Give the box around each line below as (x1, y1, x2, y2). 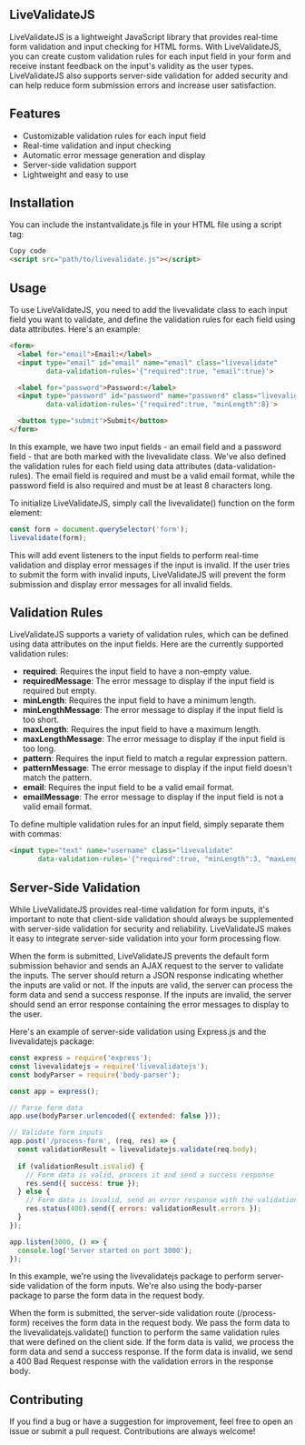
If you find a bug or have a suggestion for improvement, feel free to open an (9, 1416, 293, 1427)
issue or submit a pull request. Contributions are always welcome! (9, 1426, 256, 1437)
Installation (9, 196, 74, 211)
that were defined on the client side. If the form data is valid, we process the (9, 1337, 295, 1348)
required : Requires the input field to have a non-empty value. (22, 666, 252, 677)
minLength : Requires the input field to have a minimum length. (22, 695, 257, 706)
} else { (17, 1187, 51, 1197)
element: (9, 507, 43, 517)
